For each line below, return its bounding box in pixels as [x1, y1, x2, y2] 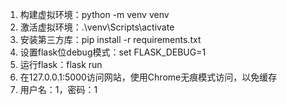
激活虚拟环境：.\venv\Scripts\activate [19, 21, 175, 33]
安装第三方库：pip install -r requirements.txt [19, 34, 202, 45]
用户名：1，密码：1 [19, 84, 98, 95]
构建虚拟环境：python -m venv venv [19, 9, 170, 20]
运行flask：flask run [19, 59, 103, 70]
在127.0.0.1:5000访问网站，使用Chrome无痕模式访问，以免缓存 [19, 71, 278, 83]
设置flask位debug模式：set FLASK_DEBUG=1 [19, 46, 207, 58]
